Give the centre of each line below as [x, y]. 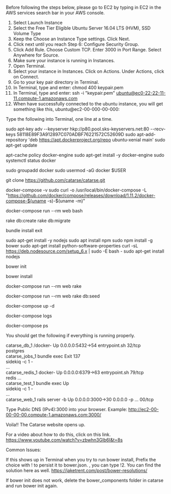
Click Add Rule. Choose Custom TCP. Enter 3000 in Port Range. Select [87, 50]
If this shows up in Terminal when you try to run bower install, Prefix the [81, 460]
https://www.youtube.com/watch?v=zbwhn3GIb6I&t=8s [64, 440]
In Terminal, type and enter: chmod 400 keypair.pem [68, 88]
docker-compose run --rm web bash [44, 211]
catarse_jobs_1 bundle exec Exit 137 [43, 356]
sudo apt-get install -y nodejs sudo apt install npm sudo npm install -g [79, 240]
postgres [15, 351]
